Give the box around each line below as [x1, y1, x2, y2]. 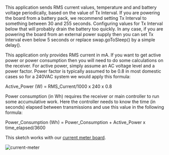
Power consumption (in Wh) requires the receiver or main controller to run [5, 94, 159, 99]
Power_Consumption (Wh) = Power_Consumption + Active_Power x [5, 119, 146, 125]
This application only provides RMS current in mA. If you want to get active [5, 52, 161, 58]
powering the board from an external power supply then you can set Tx [5, 32, 154, 37]
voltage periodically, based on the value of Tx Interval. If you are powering [5, 10, 160, 16]
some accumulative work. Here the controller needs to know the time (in [5, 99, 156, 105]
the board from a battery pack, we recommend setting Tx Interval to [5, 15, 147, 21]
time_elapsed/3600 [5, 125, 46, 131]
